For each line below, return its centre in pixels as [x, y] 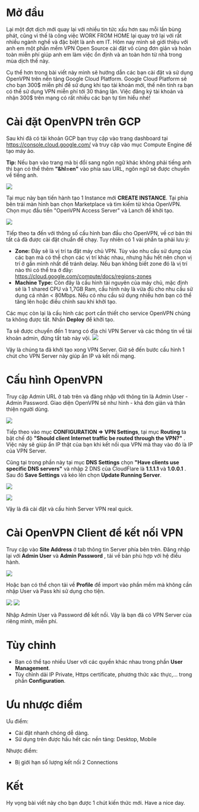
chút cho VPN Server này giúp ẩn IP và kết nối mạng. [71, 356]
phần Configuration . [40, 680]
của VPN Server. [26, 451]
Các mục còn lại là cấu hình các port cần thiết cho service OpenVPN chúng [98, 313]
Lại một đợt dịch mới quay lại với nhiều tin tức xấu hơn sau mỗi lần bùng [94, 29]
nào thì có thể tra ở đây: [44, 270]
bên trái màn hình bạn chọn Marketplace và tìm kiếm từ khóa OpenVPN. [94, 204]
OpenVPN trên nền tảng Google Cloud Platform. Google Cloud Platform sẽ [97, 79]
